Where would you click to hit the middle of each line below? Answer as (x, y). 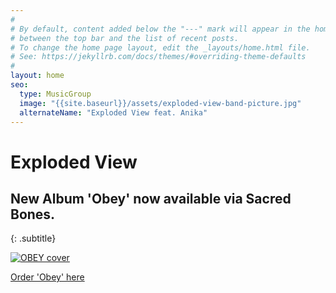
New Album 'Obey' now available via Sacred (151, 198)
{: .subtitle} (33, 238)
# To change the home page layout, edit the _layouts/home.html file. (160, 47)
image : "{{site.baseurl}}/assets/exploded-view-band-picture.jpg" (160, 103)
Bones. (33, 214)
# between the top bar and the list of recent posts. (125, 38)
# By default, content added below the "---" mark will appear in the (160, 29)
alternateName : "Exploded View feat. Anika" (113, 112)
